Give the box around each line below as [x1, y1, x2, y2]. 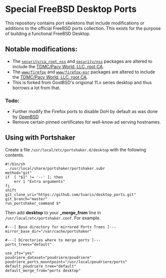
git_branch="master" [5, 196, 48, 201]
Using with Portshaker [5, 134, 76, 142]
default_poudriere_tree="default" [5, 264, 77, 269]
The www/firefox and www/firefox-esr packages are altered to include [12, 69, 155, 75]
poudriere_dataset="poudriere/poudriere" [5, 255, 92, 260]
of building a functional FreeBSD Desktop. [5, 30, 91, 36]
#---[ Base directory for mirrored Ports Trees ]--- [5, 224, 116, 230]
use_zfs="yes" [5, 251, 35, 256]
